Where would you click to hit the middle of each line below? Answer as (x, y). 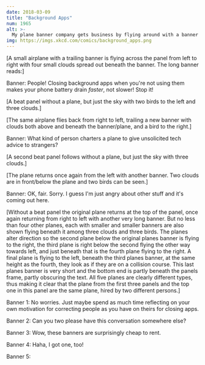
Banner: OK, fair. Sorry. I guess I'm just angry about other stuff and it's (95, 194)
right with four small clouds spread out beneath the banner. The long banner (102, 65)
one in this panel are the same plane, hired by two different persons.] (93, 290)
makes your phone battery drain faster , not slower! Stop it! (80, 89)
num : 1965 (19, 23)
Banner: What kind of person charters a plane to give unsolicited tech (94, 138)
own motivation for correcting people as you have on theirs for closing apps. (102, 309)
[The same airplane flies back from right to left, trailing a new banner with (99, 120)
